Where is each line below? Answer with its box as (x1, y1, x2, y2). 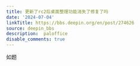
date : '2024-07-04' (6, 14, 55, 20)
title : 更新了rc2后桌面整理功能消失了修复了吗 (6, 8, 108, 15)
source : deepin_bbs (6, 25, 55, 32)
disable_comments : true (6, 36, 66, 42)
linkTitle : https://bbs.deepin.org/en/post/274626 (6, 20, 135, 26)
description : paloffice (6, 31, 68, 37)
